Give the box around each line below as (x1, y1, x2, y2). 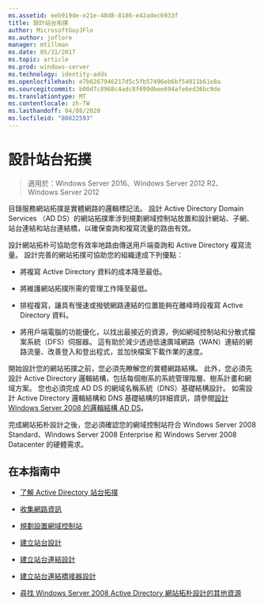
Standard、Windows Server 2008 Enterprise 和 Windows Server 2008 (8, 430, 237, 439)
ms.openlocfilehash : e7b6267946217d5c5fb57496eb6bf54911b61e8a (8, 77, 221, 85)
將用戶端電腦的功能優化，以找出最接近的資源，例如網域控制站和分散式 (19, 327, 249, 336)
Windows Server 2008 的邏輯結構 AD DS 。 (8, 403, 149, 412)
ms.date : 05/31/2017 (8, 48, 77, 56)
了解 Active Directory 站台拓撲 (19, 487, 119, 497)
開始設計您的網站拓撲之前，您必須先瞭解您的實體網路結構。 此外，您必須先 (8, 363, 253, 373)
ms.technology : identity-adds (8, 70, 108, 78)
